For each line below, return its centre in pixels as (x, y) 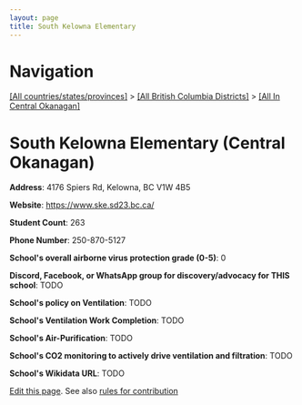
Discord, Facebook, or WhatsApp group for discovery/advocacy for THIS (150, 276)
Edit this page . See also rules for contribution (94, 391)
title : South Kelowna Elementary (73, 26)
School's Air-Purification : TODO (71, 339)
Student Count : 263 (47, 223)
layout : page (34, 18)
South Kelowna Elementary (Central (147, 143)
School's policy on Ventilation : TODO (81, 303)
